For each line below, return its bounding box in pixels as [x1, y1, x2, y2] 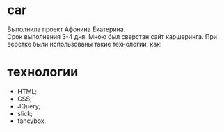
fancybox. [17, 117, 47, 125]
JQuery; [17, 101, 41, 110]
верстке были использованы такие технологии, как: [7, 40, 162, 48]
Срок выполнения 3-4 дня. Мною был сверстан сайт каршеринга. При [7, 32, 218, 40]
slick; [17, 109, 33, 117]
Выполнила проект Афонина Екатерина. [7, 25, 126, 33]
